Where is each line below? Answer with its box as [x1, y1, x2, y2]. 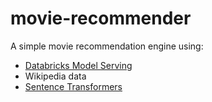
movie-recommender [10, 7, 192, 30]
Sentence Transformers [24, 80, 123, 92]
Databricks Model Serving [24, 59, 133, 71]
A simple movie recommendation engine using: [10, 40, 204, 52]
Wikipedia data [24, 70, 87, 82]
